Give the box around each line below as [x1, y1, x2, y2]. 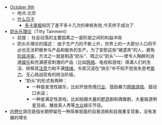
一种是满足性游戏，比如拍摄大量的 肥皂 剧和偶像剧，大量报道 [32, 96, 153, 102]
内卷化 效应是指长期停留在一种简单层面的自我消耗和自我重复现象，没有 [9, 108, 153, 114]
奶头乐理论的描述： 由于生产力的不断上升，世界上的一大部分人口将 [17, 41, 153, 46]
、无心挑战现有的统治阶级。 [21, 71, 78, 77]
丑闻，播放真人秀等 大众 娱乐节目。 [36, 102, 106, 108]
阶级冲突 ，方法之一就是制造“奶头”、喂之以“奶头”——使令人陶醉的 [17, 53, 150, 59]
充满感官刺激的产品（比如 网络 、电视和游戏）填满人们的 [34, 59, 147, 65]
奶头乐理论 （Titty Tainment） [9, 29, 70, 34]
